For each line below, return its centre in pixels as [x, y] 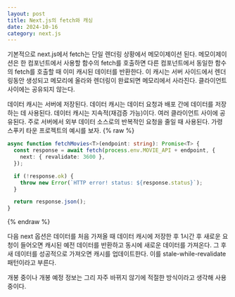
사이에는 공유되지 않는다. [41, 89]
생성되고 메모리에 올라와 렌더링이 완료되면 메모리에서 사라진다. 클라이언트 [126, 81]
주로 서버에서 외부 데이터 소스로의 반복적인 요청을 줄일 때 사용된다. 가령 [125, 122]
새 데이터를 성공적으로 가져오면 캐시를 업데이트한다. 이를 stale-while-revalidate [117, 254]
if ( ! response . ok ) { [44, 176]
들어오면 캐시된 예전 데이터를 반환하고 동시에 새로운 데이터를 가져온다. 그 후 [123, 245]
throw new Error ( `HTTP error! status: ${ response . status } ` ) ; [111, 183]
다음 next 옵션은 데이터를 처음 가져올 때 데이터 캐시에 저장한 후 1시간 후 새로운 [114, 237]
